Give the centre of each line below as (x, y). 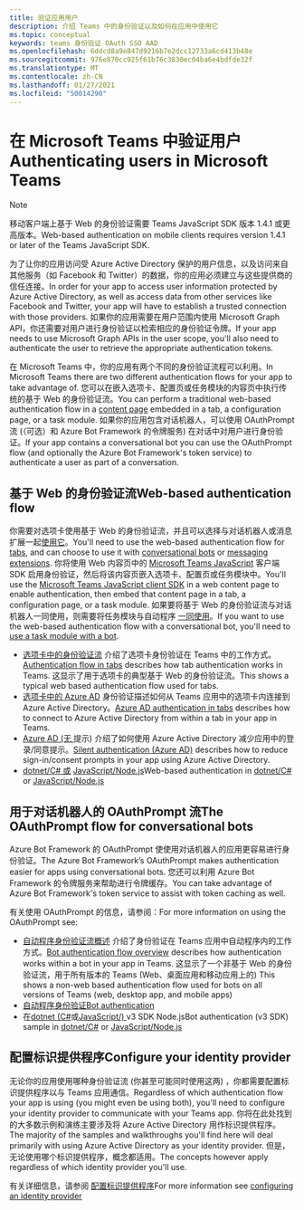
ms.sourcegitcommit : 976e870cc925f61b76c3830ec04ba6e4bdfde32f (131, 60)
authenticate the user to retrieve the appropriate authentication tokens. (142, 348)
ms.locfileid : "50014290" (58, 93)
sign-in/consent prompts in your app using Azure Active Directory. (146, 760)
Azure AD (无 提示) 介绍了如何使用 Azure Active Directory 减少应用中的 (154, 738)
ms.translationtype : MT (54, 69)
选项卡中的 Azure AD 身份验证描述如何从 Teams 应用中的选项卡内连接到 (156, 697)
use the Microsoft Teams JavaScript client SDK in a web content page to (144, 585)
